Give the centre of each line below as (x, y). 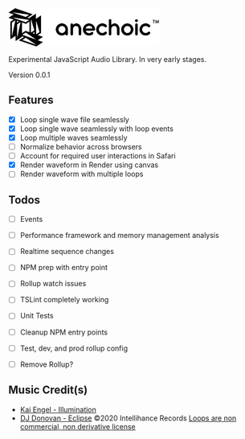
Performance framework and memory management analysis (119, 236)
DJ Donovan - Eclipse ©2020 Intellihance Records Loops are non (128, 418)
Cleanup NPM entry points (64, 332)
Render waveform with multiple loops (82, 174)
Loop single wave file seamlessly (75, 119)
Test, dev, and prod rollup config (74, 348)
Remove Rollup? (47, 364)
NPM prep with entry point (64, 268)
